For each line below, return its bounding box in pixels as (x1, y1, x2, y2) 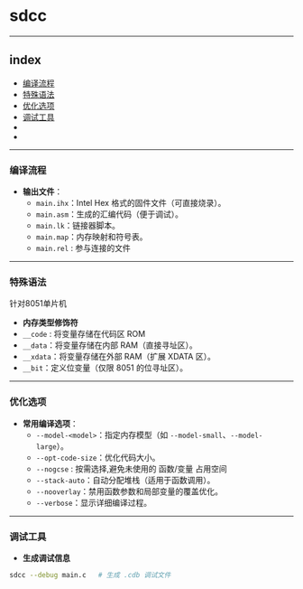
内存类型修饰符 (22, 317, 78, 328)
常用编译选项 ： (22, 417, 78, 429)
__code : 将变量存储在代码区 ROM (22, 329, 146, 340)
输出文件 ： (22, 186, 63, 197)
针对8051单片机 (9, 298, 68, 309)
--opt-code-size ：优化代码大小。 (35, 452, 161, 463)
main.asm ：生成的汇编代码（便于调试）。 (35, 209, 183, 220)
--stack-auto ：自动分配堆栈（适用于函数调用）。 (35, 474, 216, 485)
